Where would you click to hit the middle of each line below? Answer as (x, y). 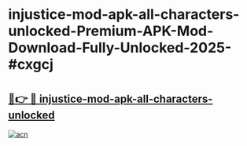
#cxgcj (31, 65)
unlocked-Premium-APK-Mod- (111, 31)
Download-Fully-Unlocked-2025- (120, 48)
